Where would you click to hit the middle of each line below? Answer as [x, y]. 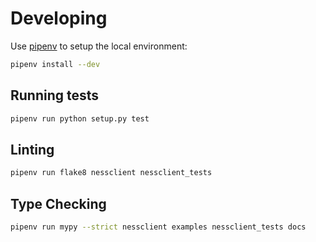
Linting [32, 149]
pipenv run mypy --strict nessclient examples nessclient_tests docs [158, 227]
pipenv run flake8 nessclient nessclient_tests [111, 173]
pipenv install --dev [55, 64]
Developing [59, 18]
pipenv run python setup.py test [80, 118]
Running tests [55, 95]
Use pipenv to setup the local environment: [99, 46]
